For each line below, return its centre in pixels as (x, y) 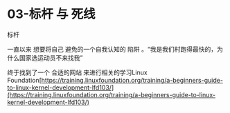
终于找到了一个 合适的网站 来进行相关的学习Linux (77, 72)
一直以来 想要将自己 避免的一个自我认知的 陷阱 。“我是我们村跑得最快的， (112, 49)
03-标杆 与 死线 (51, 14)
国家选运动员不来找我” (51, 58)
